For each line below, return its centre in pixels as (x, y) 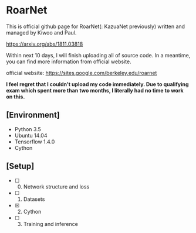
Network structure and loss (56, 186)
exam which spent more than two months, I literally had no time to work (95, 90)
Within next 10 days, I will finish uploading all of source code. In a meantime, (98, 55)
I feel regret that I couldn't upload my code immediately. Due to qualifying (97, 84)
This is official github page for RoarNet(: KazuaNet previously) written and (96, 26)
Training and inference (50, 224)
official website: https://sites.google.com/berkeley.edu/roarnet (82, 73)
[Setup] (20, 167)
